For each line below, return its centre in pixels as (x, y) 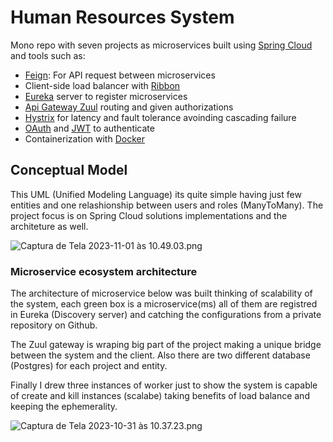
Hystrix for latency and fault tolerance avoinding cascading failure (160, 117)
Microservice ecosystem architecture (104, 271)
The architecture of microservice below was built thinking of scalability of (161, 293)
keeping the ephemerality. (64, 407)
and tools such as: (48, 55)
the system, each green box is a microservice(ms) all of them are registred (164, 304)
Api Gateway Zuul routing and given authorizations (129, 107)
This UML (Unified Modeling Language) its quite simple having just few (156, 194)
